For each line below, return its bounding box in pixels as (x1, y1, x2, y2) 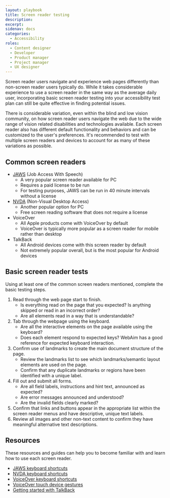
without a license (20, 193, 57, 199)
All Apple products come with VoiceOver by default (20, 220, 128, 226)
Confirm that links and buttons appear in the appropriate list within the (12, 405, 160, 411)
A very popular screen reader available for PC (20, 176, 117, 183)
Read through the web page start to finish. (12, 296, 102, 302)
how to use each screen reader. (5, 455, 72, 461)
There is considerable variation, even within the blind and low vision (5, 110, 148, 117)
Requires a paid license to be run (20, 182, 90, 188)
